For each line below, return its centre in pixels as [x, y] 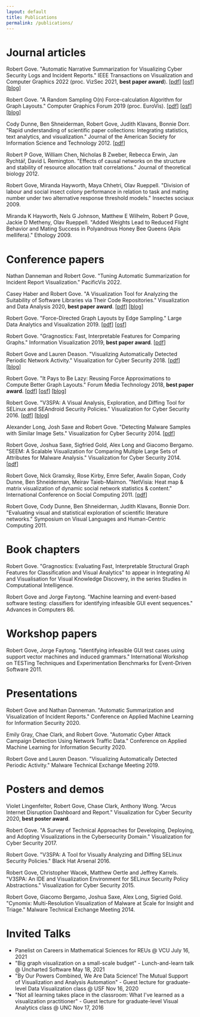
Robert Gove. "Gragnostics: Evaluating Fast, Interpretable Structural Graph [98, 566]
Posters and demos [55, 789]
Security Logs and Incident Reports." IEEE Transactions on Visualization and [99, 75]
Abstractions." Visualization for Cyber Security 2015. [71, 885]
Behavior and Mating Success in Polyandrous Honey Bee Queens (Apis [93, 229]
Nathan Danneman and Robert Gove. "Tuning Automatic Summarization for [98, 276]
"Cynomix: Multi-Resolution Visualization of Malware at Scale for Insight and [100, 903]
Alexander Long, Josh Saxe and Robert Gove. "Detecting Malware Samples [99, 427]
